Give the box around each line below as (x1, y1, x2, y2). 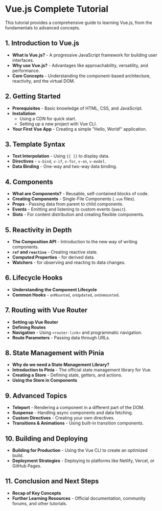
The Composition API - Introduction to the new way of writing (12, 239, 138, 244)
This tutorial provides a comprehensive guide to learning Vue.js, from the (5, 20, 153, 25)
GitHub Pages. (12, 463, 42, 469)
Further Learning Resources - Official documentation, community (12, 495, 146, 501)
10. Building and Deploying (5, 434, 88, 442)
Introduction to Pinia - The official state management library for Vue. (12, 367, 152, 373)
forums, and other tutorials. (12, 500, 68, 506)
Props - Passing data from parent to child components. (12, 201, 124, 207)
